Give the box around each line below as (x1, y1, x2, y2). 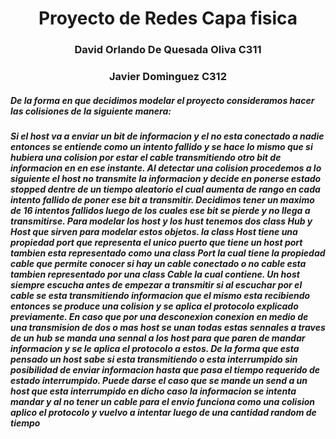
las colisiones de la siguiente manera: (10, 105, 172, 117)
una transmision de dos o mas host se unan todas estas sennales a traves (10, 322, 326, 333)
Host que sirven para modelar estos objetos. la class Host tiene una (10, 226, 298, 237)
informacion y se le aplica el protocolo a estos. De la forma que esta (10, 343, 300, 354)
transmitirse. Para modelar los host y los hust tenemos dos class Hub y (10, 215, 313, 227)
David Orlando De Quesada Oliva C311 (74, 43, 262, 57)
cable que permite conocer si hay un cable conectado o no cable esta (10, 258, 307, 269)
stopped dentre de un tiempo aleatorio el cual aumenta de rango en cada (10, 183, 321, 195)
